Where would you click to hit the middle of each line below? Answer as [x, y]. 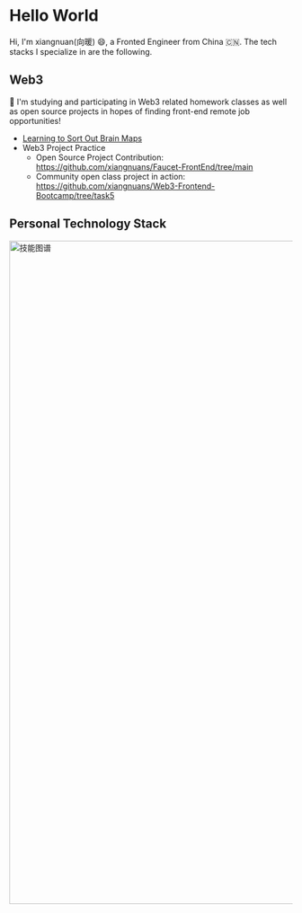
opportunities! [35, 120]
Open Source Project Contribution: [100, 157]
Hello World [54, 16]
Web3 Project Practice [64, 147]
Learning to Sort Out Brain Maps [82, 138]
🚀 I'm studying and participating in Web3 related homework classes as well [148, 102]
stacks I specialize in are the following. [81, 51]
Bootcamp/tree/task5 [75, 195]
